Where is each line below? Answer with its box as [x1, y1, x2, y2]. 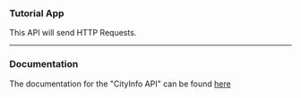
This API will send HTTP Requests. [9, 28, 137, 38]
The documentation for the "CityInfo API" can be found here [9, 78, 231, 89]
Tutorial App [9, 7, 64, 20]
